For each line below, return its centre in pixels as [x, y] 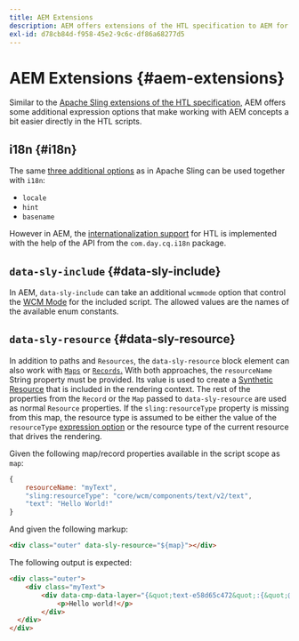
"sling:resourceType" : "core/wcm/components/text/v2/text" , [139, 496]
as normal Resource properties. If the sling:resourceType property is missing [149, 408]
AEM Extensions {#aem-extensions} [147, 78]
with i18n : [28, 180]
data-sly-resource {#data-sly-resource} [122, 339]
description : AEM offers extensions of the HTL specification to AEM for [149, 26]
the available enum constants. [64, 311]
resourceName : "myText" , [71, 487]
